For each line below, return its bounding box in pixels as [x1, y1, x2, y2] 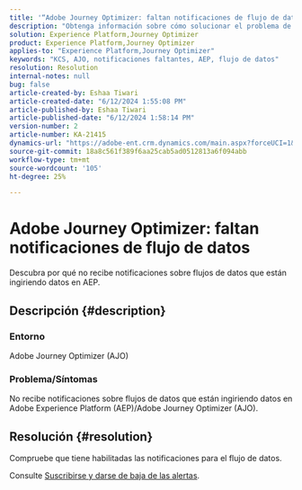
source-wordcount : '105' [9, 164, 102, 173]
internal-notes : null [9, 72, 91, 81]
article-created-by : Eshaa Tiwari [9, 88, 139, 97]
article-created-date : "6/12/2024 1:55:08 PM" [9, 96, 187, 106]
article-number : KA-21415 [9, 130, 106, 139]
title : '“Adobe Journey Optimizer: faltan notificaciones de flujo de [9, 13, 280, 22]
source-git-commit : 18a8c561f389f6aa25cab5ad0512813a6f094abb [9, 147, 247, 156]
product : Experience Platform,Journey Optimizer [9, 38, 195, 48]
